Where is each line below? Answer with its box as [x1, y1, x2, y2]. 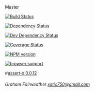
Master [5, 4, 19, 10]
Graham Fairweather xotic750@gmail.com [5, 81, 90, 87]
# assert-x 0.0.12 [5, 70, 37, 76]
